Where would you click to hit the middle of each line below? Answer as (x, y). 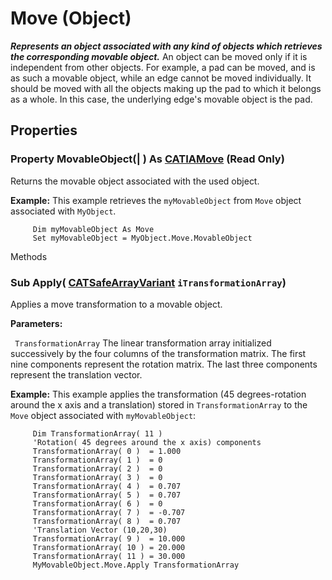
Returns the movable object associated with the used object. (135, 181)
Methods (29, 256)
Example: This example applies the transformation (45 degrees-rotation (158, 394)
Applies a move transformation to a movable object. (116, 304)
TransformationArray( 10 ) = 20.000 (109, 547)
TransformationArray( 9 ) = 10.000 (109, 538)
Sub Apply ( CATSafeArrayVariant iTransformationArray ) (148, 282)
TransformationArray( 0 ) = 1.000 (107, 451)
